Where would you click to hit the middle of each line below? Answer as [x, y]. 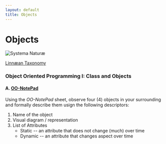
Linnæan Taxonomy [26, 63]
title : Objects [21, 15]
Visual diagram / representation [45, 120]
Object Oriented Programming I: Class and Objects [68, 76]
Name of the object [33, 114]
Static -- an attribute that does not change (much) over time [82, 130]
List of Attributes [30, 125]
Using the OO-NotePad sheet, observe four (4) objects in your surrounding [83, 99]
